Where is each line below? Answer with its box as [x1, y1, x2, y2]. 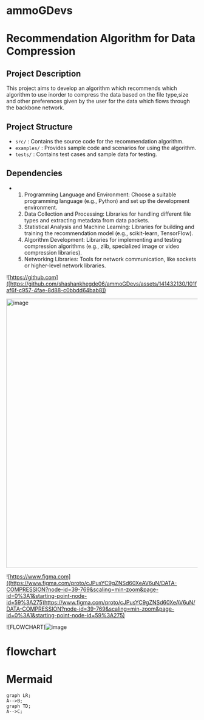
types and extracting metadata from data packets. [24, 216, 150, 224]
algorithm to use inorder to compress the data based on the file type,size [6, 91, 189, 98]
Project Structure [6, 122, 73, 132]
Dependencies [6, 168, 63, 179]
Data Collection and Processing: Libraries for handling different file [24, 210, 191, 218]
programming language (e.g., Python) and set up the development [24, 197, 190, 204]
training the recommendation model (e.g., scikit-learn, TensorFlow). [24, 229, 194, 237]
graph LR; [6, 692, 32, 699]
